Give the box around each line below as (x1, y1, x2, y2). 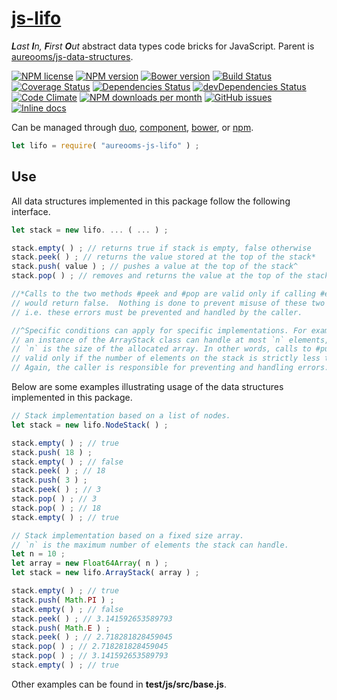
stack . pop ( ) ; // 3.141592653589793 (11, 651, 169, 661)
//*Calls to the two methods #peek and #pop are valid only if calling (11, 289, 316, 299)
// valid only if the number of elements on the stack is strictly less (11, 353, 321, 364)
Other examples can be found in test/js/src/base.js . (11, 678, 228, 690)
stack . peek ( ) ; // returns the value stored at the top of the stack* (11, 252, 316, 262)
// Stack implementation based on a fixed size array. (11, 530, 245, 541)
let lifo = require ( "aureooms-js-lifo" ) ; (11, 140, 200, 151)
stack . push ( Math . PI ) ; (11, 595, 115, 605)
